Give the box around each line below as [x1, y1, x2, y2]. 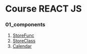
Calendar [12, 43, 32, 49]
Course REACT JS [5, 3, 82, 15]
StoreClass [12, 38, 36, 44]
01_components [5, 21, 46, 28]
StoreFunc [12, 32, 34, 38]
